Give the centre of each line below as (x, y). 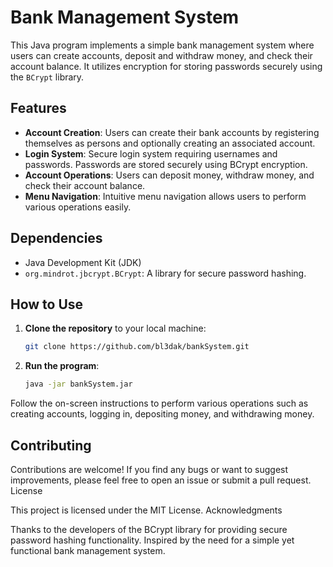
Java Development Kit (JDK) (83, 262)
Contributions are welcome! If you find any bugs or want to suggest (149, 469)
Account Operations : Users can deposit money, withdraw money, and (169, 175)
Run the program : (62, 366)
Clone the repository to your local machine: (115, 328)
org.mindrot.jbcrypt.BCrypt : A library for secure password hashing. (165, 273)
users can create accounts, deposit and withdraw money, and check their (161, 55)
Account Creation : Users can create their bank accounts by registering (172, 132)
